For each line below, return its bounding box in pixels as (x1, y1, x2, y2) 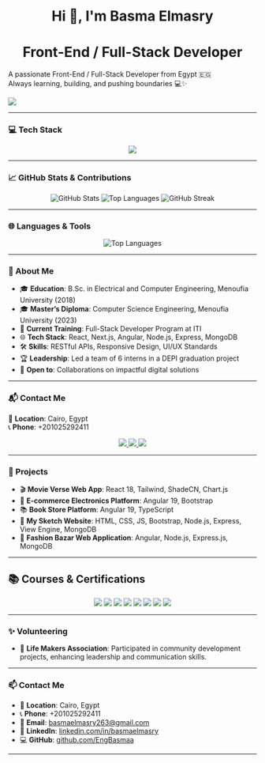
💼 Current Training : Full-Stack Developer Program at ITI (19, 324, 202, 334)
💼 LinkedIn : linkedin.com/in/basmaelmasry (19, 727, 159, 736)
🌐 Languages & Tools (8, 221, 91, 232)
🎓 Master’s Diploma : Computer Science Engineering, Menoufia (19, 304, 229, 314)
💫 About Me (8, 265, 54, 276)
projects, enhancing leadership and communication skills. (19, 652, 207, 662)
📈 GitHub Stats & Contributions (8, 172, 132, 183)
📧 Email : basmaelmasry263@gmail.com (19, 718, 150, 727)
